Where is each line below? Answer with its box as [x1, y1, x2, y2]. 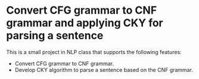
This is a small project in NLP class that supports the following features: [6, 48, 182, 55]
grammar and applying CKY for [6, 16, 164, 30]
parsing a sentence [6, 29, 104, 42]
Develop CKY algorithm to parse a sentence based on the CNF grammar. [14, 66, 194, 73]
